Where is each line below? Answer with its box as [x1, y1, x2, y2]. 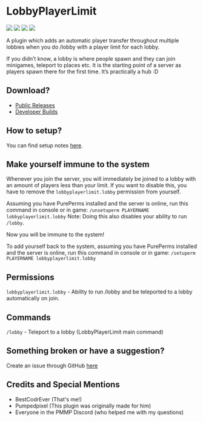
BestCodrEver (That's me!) [15, 395, 82, 403]
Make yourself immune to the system [6, 159, 150, 169]
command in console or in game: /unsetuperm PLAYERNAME [6, 206, 150, 213]
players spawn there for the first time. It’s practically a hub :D [6, 68, 159, 75]
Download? [6, 85, 50, 96]
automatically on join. [6, 295, 59, 302]
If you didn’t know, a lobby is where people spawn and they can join [6, 55, 176, 62]
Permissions [6, 272, 55, 283]
